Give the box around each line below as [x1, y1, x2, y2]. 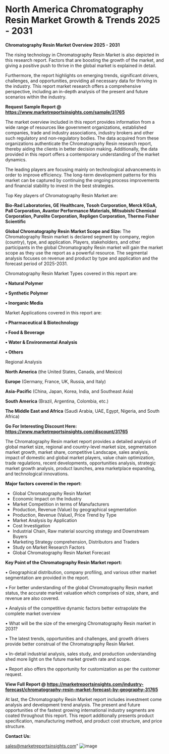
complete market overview [5, 610, 61, 617]
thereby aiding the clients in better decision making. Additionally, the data [5, 146, 158, 152]
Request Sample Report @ [5, 103, 62, 110]
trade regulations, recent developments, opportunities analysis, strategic [5, 460, 156, 466]
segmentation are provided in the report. [5, 575, 89, 581]
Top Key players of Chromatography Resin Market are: [5, 192, 119, 198]
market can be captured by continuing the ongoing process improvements [5, 177, 160, 183]
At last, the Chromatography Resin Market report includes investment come [5, 696, 162, 702]
